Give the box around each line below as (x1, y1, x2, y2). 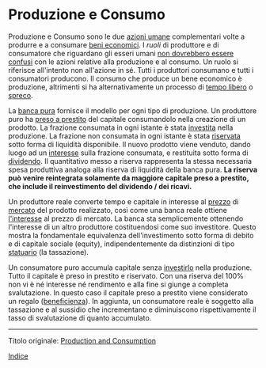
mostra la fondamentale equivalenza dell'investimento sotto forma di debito (8, 230, 254, 240)
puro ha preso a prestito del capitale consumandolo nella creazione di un (8, 114, 246, 123)
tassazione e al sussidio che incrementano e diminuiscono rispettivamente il (8, 305, 256, 314)
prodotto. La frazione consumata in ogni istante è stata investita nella (8, 123, 234, 132)
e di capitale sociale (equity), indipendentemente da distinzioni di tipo (8, 239, 235, 248)
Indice (8, 351, 29, 361)
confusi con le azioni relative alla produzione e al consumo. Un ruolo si (8, 57, 239, 66)
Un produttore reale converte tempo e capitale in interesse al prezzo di (8, 196, 239, 207)
